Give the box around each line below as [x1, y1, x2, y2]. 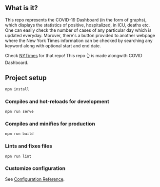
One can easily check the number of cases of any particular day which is [5, 27, 152, 33]
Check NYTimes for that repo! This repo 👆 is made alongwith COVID [5, 52, 142, 58]
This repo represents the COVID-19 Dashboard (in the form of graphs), [5, 17, 147, 22]
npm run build [5, 131, 34, 136]
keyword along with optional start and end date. [5, 42, 101, 48]
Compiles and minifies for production [5, 120, 95, 127]
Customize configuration [5, 165, 66, 172]
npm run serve [5, 109, 34, 114]
